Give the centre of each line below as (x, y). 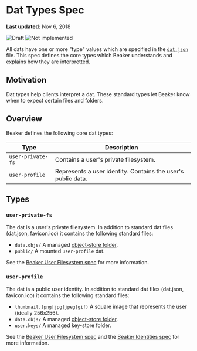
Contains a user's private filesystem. (105, 159)
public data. (71, 178)
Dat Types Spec (45, 10)
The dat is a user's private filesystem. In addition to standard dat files (90, 227)
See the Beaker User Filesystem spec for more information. (78, 263)
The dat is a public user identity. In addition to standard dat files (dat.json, (95, 289)
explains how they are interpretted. (48, 62)
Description (122, 147)
